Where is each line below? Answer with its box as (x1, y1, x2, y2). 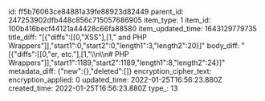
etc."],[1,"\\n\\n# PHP (61, 50, 130, 59)
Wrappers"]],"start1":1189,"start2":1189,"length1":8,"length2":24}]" (8, 58, 226, 67)
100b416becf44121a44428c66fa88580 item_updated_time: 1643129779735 (8, 24, 257, 33)
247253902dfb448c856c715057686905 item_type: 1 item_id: (8, 15, 211, 25)
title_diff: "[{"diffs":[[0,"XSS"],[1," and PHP (8, 32, 147, 42)
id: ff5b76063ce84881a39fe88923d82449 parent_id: (8, 7, 185, 16)
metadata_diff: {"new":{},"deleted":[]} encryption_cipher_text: (8, 67, 212, 75)
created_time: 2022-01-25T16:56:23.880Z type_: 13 (8, 83, 178, 93)
